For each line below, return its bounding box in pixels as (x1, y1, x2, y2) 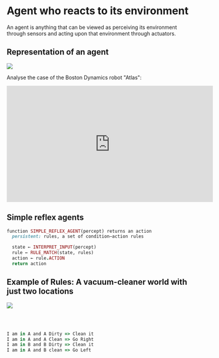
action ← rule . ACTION (12, 255, 65, 261)
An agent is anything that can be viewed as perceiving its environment (6, 24, 177, 31)
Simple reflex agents (6, 213, 84, 223)
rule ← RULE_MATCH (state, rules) (12, 250, 94, 256)
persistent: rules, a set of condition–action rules (12, 233, 144, 240)
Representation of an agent (6, 47, 109, 57)
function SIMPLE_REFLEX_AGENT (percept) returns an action (6, 228, 152, 234)
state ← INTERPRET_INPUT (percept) (12, 244, 97, 250)
